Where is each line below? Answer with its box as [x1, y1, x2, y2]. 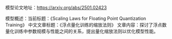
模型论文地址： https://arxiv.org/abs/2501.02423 [5, 5, 107, 10]
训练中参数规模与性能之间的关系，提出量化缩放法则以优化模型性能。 [14, 28, 158, 34]
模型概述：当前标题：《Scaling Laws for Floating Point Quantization [5, 15, 146, 22]
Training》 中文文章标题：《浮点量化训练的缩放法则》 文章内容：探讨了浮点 [5, 22, 163, 28]
